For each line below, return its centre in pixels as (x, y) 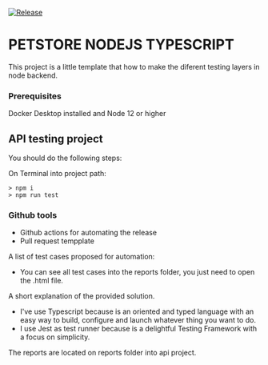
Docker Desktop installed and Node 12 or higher (87, 114)
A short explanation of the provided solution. (82, 296)
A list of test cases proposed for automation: (82, 257)
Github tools (33, 215)
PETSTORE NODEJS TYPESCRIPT (121, 45)
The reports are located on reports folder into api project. (102, 353)
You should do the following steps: (65, 158)
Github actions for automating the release (88, 233)
